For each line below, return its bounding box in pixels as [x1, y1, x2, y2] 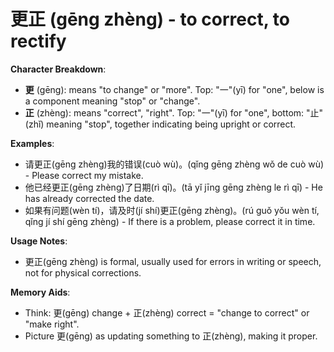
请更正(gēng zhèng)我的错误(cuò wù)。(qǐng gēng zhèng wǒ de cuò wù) [24, 158, 325, 170]
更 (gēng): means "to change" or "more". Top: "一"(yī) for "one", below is [24, 83, 325, 95]
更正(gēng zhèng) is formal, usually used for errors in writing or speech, [24, 255, 322, 267]
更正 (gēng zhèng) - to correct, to [10, 8, 290, 31]
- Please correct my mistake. [24, 169, 144, 181]
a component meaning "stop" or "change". [24, 95, 201, 107]
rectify [10, 30, 67, 53]
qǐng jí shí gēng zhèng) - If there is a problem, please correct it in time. [24, 215, 316, 227]
